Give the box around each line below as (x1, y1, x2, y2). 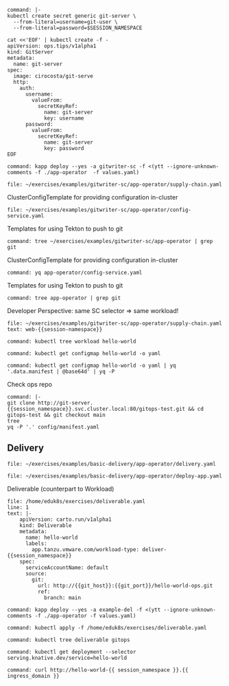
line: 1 (7, 504, 29, 511)
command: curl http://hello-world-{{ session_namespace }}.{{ (7, 666, 189, 674)
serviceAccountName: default (25, 564, 109, 571)
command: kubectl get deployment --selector (7, 648, 136, 655)
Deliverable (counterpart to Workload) (7, 484, 114, 493)
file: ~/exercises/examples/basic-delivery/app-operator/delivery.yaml (7, 460, 216, 467)
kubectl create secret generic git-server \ (7, 12, 136, 19)
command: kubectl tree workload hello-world (7, 338, 136, 345)
